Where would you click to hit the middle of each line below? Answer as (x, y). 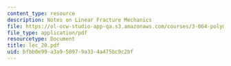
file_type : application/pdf (47, 33)
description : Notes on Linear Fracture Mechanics (80, 20)
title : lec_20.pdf (33, 45)
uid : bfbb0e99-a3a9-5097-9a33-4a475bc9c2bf (70, 52)
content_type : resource (41, 13)
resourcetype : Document (41, 39)
